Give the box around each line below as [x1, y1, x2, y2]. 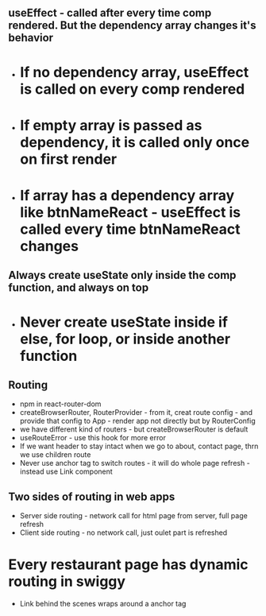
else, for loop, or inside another [19, 330, 231, 348]
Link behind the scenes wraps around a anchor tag [19, 599, 187, 609]
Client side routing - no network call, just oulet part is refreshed [19, 528, 228, 537]
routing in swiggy [8, 572, 125, 591]
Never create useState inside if [19, 313, 229, 331]
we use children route [19, 450, 91, 459]
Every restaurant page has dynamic [8, 556, 249, 574]
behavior [8, 31, 54, 45]
